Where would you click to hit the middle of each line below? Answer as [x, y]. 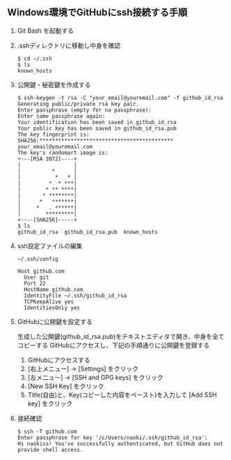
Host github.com [41, 271]
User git [37, 277]
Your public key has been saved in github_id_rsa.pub [97, 128]
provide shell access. [50, 450]
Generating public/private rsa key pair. [78, 104]
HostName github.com [54, 289]
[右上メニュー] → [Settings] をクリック [83, 369]
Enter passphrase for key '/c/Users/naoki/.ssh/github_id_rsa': [112, 438]
